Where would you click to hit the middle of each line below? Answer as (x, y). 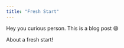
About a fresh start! (30, 39)
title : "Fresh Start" (33, 11)
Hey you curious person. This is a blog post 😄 (63, 28)
